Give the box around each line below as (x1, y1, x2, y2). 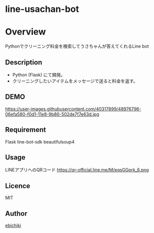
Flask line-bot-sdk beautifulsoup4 (5, 139, 75, 145)
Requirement (5, 126, 46, 134)
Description (5, 58, 42, 67)
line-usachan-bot (5, 3, 79, 15)
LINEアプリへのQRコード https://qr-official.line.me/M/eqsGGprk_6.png (5, 167, 149, 173)
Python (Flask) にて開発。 (12, 72, 66, 78)
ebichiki (5, 223, 21, 228)
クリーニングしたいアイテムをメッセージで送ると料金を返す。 (12, 78, 138, 84)
